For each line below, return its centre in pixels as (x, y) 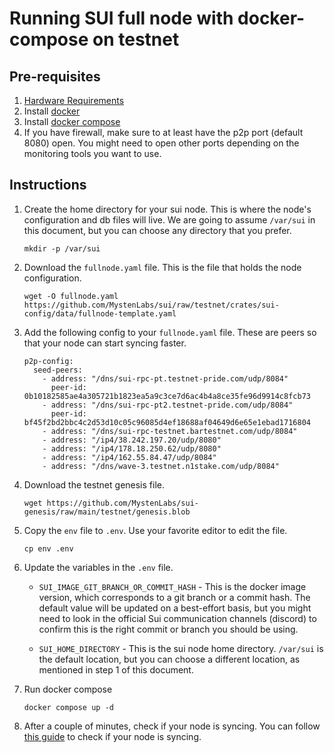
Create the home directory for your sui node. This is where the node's (167, 209)
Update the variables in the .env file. (98, 567)
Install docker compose (72, 121)
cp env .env (48, 548)
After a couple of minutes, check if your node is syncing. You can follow (172, 726)
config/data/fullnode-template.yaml (100, 313)
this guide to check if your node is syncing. (112, 736)
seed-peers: (58, 370)
